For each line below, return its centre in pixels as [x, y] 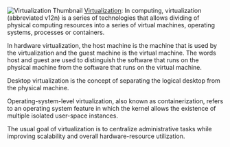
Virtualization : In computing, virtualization [143, 11]
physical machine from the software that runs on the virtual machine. [105, 67]
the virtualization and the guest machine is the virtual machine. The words [112, 53]
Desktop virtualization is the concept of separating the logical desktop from [114, 81]
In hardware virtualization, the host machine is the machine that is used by [112, 45]
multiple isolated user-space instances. [63, 116]
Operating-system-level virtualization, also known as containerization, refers [115, 101]
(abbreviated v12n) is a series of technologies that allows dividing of [103, 18]
